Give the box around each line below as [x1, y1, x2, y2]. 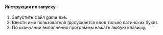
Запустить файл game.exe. [11, 14, 67, 20]
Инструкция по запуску [4, 4, 56, 10]
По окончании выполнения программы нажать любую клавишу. [11, 24, 146, 31]
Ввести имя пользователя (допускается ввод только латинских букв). [11, 20, 159, 25]
